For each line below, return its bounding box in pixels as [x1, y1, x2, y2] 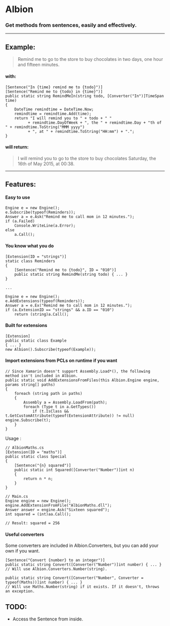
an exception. [5, 589, 35, 594]
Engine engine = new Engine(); [5, 498, 71, 503]
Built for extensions [5, 322, 48, 328]
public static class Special [5, 454, 67, 459]
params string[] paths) [5, 382, 56, 387]
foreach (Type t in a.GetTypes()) [23, 404, 96, 409]
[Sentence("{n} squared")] [14, 463, 71, 468]
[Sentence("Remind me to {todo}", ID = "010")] [14, 267, 116, 272]
